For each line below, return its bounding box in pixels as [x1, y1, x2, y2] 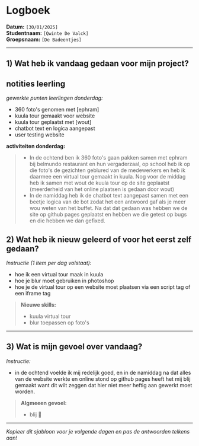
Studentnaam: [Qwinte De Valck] [6, 29, 89, 36]
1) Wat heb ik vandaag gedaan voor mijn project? [6, 59, 190, 69]
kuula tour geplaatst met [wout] [14, 119, 92, 126]
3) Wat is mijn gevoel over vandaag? [6, 342, 143, 352]
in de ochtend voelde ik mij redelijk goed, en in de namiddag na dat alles [14, 369, 191, 376]
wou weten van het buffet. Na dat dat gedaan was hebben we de [29, 205, 188, 212]
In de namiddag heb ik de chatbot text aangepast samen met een [29, 192, 188, 199]
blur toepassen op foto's [29, 318, 90, 326]
